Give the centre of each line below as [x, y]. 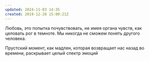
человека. [16, 38]
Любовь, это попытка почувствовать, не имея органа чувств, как [74, 28]
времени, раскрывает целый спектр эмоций [52, 53]
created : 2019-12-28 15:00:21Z [37, 14]
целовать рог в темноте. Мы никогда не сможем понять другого [73, 33]
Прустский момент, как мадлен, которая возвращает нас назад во [75, 48]
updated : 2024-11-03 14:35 [32, 10]
